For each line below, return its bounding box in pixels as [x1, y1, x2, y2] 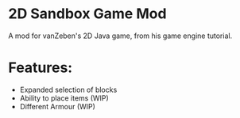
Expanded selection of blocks [19, 85, 118, 94]
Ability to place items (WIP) [19, 93, 109, 103]
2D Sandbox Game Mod [8, 5, 167, 23]
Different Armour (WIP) [19, 101, 95, 111]
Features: [8, 59, 73, 77]
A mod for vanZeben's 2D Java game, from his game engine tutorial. [8, 31, 233, 40]
